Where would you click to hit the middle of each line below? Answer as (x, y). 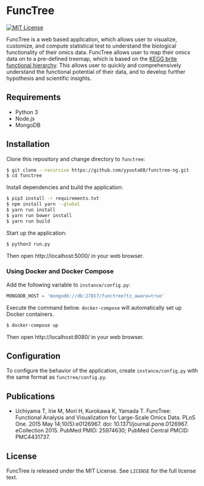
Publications (31, 396)
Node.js (25, 118)
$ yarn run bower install (39, 215)
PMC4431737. (33, 437)
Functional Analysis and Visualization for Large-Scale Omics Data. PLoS (105, 418)
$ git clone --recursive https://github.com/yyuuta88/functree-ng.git (98, 170)
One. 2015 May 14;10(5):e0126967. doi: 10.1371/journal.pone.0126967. (102, 424)
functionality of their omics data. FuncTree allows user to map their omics (98, 52)
